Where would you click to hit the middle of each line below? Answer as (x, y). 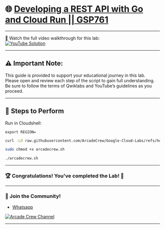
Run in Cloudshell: (23, 123)
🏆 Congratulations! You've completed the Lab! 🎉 (65, 176)
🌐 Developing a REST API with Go (74, 9)
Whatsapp (23, 207)
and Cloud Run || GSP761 (57, 20)
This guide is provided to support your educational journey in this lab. (75, 75)
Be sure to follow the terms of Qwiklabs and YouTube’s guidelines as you (79, 86)
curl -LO (14, 141)
